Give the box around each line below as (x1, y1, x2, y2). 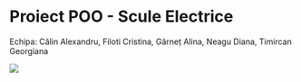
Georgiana (9, 45, 49, 56)
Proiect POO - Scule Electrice (9, 6, 234, 27)
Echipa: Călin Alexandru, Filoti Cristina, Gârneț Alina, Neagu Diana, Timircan (9, 36, 292, 47)
